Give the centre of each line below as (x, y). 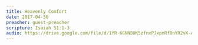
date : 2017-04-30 (27, 17)
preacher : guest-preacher (38, 22)
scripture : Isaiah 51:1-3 (38, 28)
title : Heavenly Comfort (37, 11)
